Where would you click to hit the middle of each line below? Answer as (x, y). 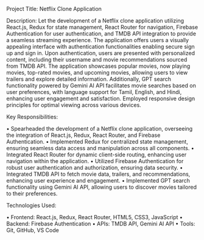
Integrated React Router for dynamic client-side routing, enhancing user (97, 155)
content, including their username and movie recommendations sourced (97, 60)
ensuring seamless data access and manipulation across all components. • (100, 148)
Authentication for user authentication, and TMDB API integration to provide (101, 34)
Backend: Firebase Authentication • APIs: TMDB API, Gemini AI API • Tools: (101, 224)
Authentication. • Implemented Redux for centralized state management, (97, 142)
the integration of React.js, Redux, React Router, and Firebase (83, 135)
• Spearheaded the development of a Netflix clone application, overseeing (100, 129)
